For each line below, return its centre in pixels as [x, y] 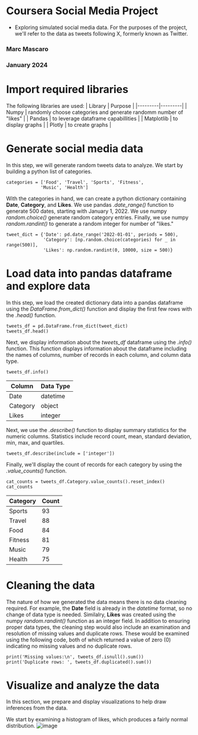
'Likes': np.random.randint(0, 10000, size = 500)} [108, 250]
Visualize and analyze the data [83, 685]
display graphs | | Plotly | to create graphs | [59, 124]
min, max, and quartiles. [35, 442]
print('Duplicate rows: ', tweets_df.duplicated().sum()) [79, 662]
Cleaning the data [51, 585]
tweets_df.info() [27, 372]
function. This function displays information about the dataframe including [97, 349]
